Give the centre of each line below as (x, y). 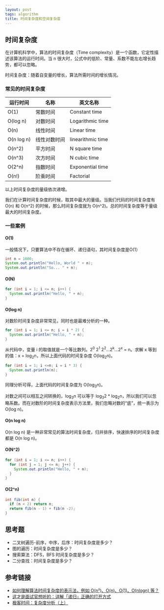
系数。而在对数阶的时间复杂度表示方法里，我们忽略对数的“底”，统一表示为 (84, 403)
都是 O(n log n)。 (22, 438)
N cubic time (84, 158)
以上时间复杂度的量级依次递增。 (37, 189)
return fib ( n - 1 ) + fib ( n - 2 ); (43, 509)
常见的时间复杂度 (25, 89)
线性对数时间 (50, 140)
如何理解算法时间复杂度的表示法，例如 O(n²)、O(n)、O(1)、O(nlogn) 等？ (85, 590)
